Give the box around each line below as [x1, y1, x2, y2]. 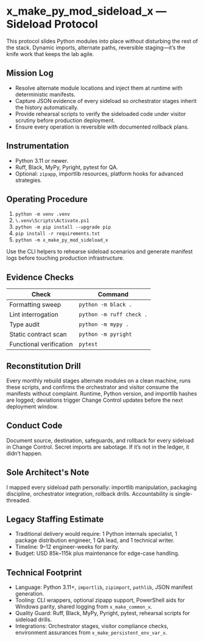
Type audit [9, 320, 40, 329]
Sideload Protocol [6, 17, 99, 31]
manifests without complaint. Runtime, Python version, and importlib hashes [6, 390, 197, 397]
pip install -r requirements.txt [15, 230, 100, 237]
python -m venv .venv [15, 212, 70, 218]
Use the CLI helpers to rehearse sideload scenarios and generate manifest [6, 248, 193, 255]
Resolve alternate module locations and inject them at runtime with [15, 84, 183, 91]
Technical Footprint [6, 567, 82, 577]
